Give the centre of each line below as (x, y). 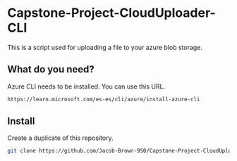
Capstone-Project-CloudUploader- (112, 13)
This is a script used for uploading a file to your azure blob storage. (105, 47)
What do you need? (51, 69)
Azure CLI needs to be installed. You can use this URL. (86, 86)
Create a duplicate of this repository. (61, 138)
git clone (22, 151)
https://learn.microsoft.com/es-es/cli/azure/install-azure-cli (104, 99)
